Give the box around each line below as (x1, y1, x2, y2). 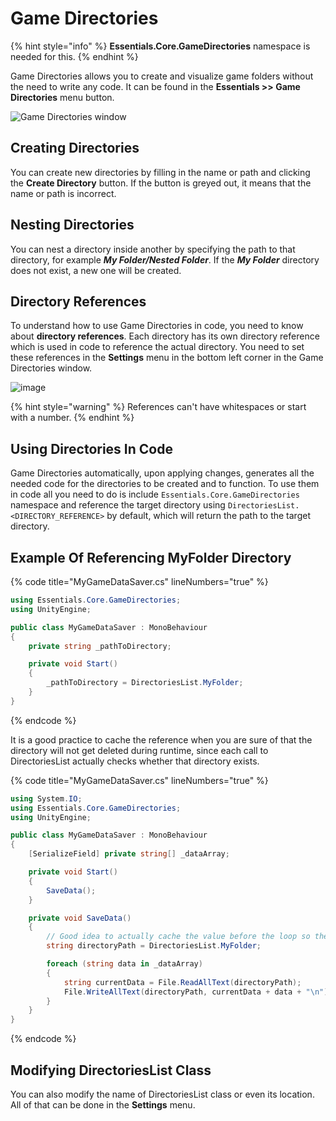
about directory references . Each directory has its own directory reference (10, 330, 320, 342)
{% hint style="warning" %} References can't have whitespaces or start (10, 401, 307, 413)
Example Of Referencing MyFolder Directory (10, 549, 292, 566)
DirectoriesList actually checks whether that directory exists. (10, 755, 260, 767)
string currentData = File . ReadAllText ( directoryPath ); (63, 977, 302, 987)
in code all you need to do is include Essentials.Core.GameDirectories (10, 488, 300, 501)
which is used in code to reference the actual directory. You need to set (10, 341, 305, 353)
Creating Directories (10, 140, 140, 157)
